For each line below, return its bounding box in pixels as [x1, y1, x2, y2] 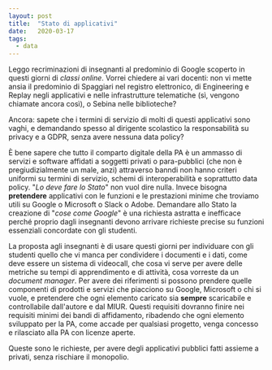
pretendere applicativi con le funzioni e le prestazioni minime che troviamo [8, 191, 260, 201]
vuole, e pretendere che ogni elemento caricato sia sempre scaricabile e [8, 294, 252, 303]
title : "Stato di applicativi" [8, 20, 118, 28]
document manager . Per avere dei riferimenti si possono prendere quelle [8, 276, 253, 285]
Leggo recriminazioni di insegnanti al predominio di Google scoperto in [8, 64, 245, 74]
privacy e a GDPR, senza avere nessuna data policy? [8, 132, 184, 142]
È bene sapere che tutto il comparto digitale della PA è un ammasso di [8, 148, 243, 158]
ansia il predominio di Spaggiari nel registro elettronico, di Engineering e [8, 82, 249, 92]
